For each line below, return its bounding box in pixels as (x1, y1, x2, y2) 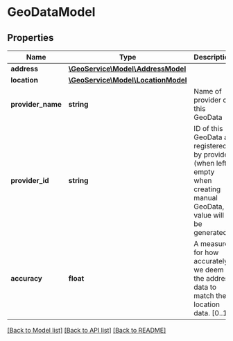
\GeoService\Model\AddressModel (68, 64, 187, 73)
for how (193, 247, 219, 257)
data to (193, 282, 217, 292)
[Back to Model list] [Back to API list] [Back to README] (7, 326, 166, 334)
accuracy (10, 274, 43, 283)
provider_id (10, 176, 50, 185)
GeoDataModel (7, 4, 96, 20)
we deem (193, 265, 224, 274)
